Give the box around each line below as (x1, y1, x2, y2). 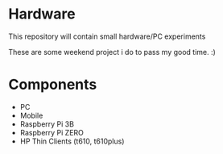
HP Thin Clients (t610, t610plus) (19, 136, 125, 146)
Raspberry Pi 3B (19, 119, 75, 129)
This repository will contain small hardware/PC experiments (8, 31, 206, 41)
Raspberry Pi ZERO (19, 127, 85, 137)
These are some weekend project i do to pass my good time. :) (8, 47, 216, 56)
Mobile (19, 110, 43, 120)
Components (8, 76, 97, 94)
